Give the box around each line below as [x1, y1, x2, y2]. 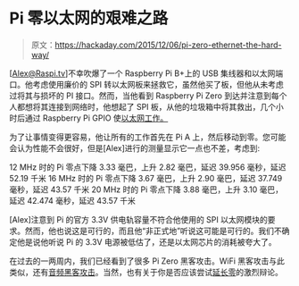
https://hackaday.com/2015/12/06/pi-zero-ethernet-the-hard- [54, 39, 282, 50]
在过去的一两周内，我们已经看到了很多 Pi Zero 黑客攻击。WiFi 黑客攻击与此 [9, 256, 286, 266]
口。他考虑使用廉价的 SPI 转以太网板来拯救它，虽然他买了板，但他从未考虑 [9, 79, 284, 89]
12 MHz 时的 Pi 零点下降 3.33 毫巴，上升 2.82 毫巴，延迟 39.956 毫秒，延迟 [9, 162, 287, 172]
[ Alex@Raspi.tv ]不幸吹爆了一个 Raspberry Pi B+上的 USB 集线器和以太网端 [9, 68, 284, 79]
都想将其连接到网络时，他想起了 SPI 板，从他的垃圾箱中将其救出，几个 [16, 101, 277, 112]
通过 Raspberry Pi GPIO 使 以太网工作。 [24, 113, 169, 123]
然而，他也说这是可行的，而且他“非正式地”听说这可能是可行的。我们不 [24, 225, 283, 236]
